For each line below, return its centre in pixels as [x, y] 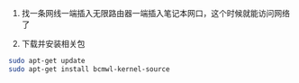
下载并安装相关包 [53, 44]
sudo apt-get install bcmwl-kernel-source [89, 69]
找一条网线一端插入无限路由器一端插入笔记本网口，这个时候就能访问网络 [155, 13]
